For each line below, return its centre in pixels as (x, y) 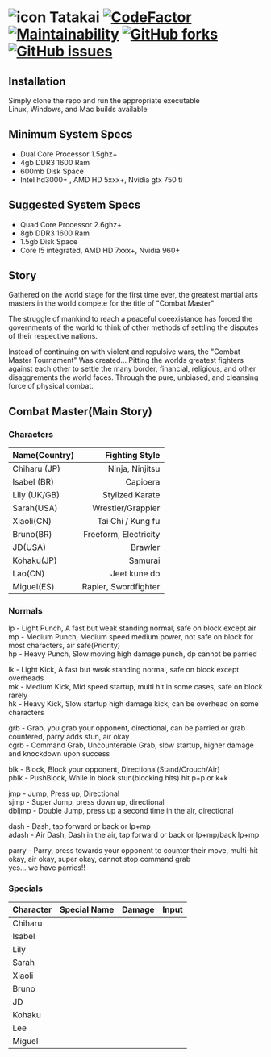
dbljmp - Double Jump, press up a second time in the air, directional (121, 811)
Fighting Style (132, 456)
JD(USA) (29, 547)
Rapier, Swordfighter (121, 587)
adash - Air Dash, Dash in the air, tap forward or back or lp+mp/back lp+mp (134, 835)
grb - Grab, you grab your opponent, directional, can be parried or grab (127, 728)
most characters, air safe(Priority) (65, 646)
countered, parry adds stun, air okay (69, 737)
